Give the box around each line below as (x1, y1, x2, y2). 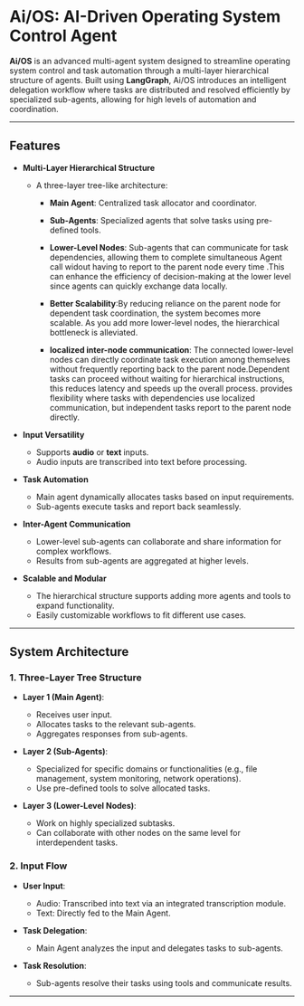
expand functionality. (35, 600, 115, 611)
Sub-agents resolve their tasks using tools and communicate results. (35, 977, 292, 988)
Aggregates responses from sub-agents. (35, 728, 188, 739)
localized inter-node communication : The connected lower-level (49, 344, 294, 355)
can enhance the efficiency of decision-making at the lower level (49, 270, 291, 281)
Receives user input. (35, 709, 113, 720)
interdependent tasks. (35, 837, 119, 848)
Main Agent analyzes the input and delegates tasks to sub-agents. (35, 943, 283, 954)
